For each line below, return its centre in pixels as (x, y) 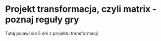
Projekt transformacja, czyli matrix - (81, 9)
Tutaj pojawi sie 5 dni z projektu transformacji (52, 33)
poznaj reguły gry (42, 20)
